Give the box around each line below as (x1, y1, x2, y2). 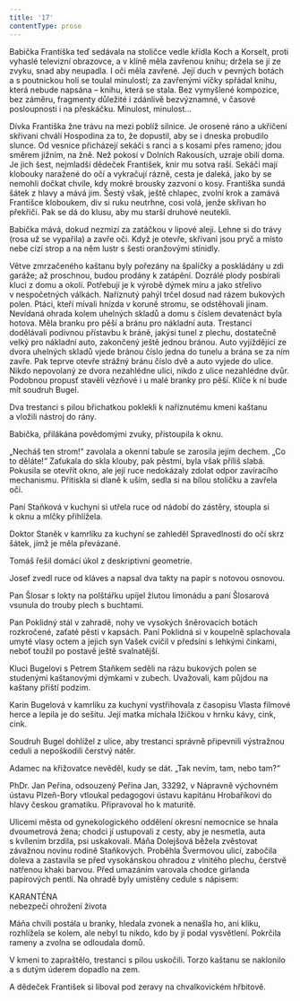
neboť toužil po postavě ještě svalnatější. (9, 645, 160, 656)
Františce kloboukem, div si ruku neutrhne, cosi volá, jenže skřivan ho (9, 196, 267, 207)
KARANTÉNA (9, 891, 58, 901)
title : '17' (9, 13, 54, 22)
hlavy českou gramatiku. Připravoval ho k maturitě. (9, 799, 196, 810)
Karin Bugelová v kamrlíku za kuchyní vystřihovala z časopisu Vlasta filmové (9, 699, 291, 709)
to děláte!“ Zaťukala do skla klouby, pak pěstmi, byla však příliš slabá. (9, 455, 266, 466)
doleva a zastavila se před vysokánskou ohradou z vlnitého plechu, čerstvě (9, 854, 287, 866)
